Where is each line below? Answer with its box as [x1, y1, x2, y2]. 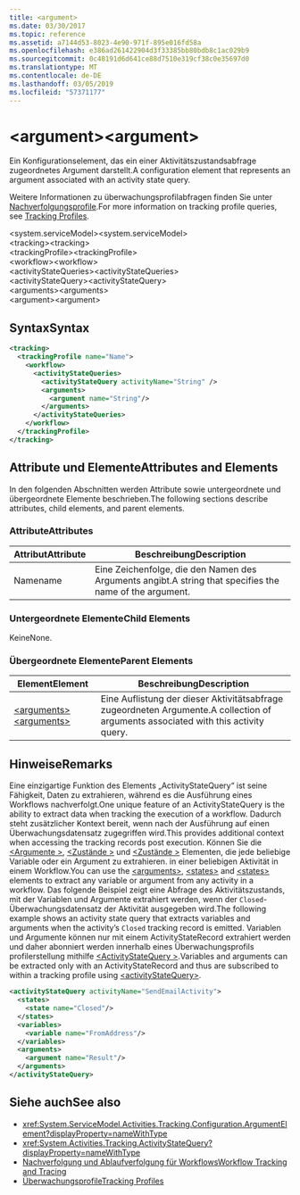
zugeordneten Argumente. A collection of [100, 704, 272, 717]
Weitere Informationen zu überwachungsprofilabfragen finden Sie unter [9, 192, 273, 203]
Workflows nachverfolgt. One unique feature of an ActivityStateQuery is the [9, 800, 286, 810]
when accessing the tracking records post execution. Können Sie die [9, 837, 262, 848]
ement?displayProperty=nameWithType [21, 1128, 168, 1139]
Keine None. [9, 633, 53, 643]
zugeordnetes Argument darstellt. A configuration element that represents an [9, 165, 291, 176]
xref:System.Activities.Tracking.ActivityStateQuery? [21, 1137, 212, 1148]
